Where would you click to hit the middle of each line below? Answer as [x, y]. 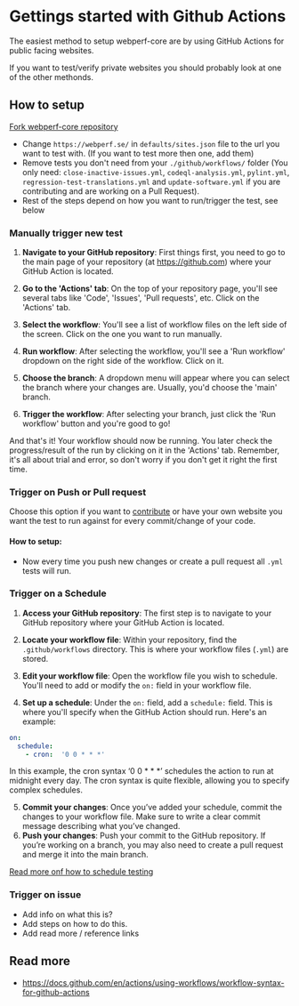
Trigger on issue [45, 895]
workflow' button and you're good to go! [96, 423]
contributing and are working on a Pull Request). [111, 191]
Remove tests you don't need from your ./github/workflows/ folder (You [155, 163]
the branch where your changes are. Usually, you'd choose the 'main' [149, 388]
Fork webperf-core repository [64, 126]
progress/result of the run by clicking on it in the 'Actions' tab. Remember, [145, 450]
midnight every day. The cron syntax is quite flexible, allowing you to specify [149, 781]
